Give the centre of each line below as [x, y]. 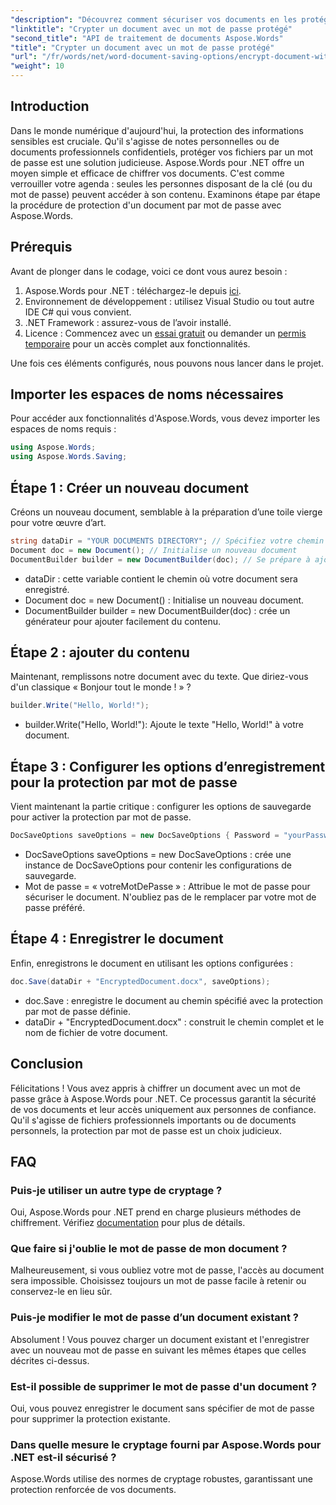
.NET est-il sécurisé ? [63, 1457]
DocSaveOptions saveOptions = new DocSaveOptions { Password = [145, 836]
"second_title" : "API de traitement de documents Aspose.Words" [147, 38]
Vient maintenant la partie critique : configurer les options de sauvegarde [161, 807]
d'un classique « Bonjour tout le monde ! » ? [101, 687]
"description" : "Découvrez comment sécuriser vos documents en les [154, 19]
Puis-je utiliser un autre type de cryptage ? [116, 1190]
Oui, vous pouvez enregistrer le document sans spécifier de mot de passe [162, 1408]
